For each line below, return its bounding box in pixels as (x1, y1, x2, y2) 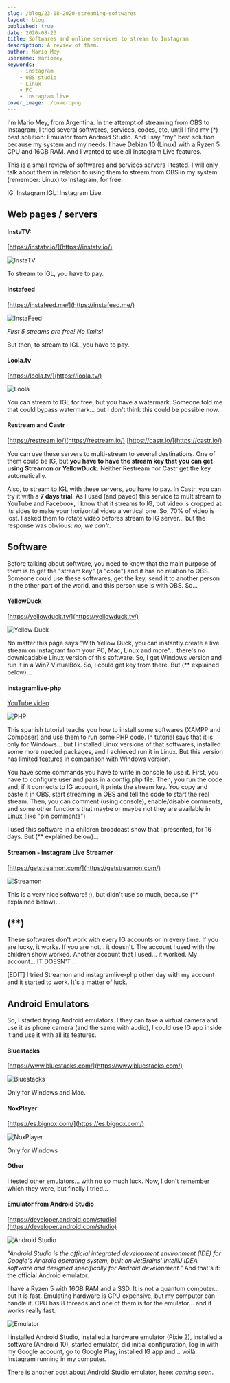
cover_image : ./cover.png (7, 100, 81, 106)
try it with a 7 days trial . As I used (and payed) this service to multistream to (7, 492, 222, 501)
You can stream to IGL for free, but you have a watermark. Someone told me (7, 398, 223, 406)
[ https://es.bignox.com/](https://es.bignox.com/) (7, 1119, 145, 1128)
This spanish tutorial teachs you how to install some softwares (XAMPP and (7, 726, 221, 734)
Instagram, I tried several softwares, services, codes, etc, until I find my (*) (7, 125, 218, 134)
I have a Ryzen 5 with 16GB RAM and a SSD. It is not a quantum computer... (7, 1284, 220, 1292)
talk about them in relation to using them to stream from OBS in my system (7, 168, 218, 176)
